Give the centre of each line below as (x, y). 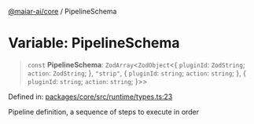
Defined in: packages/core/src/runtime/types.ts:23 (90, 97)
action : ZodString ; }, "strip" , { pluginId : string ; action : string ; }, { (136, 73)
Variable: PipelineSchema (94, 43)
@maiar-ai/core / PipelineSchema (63, 11)
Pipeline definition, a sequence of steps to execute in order (103, 111)
